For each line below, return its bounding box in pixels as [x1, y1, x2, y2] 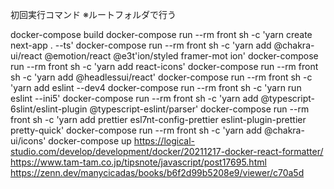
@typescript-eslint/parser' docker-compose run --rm [89, 103, 310, 115]
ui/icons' [10, 135, 47, 147]
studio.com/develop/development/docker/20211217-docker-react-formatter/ [10, 146, 324, 157]
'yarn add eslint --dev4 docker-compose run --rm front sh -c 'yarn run [10, 82, 302, 93]
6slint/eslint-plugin [10, 103, 88, 115]
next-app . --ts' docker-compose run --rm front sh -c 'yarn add [10, 39, 272, 51]
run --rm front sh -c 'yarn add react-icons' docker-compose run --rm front [10, 61, 319, 72]
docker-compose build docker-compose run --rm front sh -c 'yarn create [10, 29, 313, 40]
